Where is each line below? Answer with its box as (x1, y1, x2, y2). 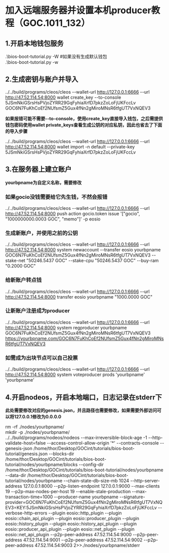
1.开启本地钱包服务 (5, 39, 64, 48)
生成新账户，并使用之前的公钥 (5, 229, 78, 236)
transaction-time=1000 (5, 494, 53, 500)
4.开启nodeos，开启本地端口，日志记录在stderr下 (5, 393, 162, 401)
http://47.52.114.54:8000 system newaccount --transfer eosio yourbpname (5, 247, 161, 253)
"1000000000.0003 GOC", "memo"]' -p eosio (5, 216, 101, 222)
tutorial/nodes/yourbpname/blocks (5, 461, 78, 467)
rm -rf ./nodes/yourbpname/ (5, 424, 65, 430)
